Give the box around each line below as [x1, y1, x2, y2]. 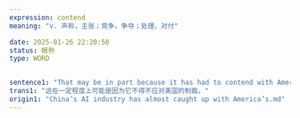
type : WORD [9, 55, 50, 63]
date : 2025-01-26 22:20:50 [9, 38, 110, 46]
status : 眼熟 [9, 46, 55, 55]
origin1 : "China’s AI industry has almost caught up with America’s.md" [9, 95, 286, 104]
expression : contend [9, 13, 87, 22]
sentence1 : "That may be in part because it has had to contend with [9, 78, 274, 88]
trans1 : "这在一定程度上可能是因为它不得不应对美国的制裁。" [9, 87, 209, 96]
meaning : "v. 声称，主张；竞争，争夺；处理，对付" [9, 21, 179, 30]
